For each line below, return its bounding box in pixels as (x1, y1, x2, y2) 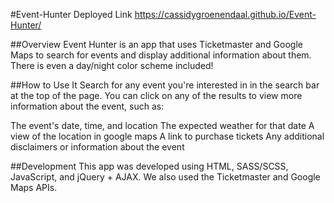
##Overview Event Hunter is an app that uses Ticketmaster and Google (10, 39, 303, 50)
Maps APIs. (10, 182, 58, 193)
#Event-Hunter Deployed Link (10, 9, 133, 20)
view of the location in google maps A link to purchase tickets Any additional (10, 130, 325, 142)
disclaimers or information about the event (10, 141, 185, 153)
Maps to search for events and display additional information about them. (10, 49, 312, 61)
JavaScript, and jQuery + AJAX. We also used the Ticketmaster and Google (10, 171, 321, 183)
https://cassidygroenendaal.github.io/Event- (134, 9, 317, 20)
